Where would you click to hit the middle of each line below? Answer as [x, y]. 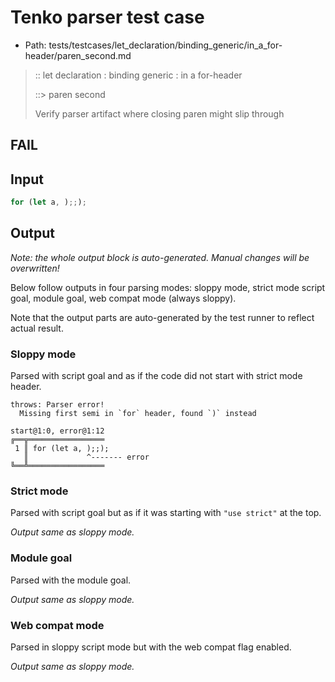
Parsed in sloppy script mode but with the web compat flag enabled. [151, 647]
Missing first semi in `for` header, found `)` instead [138, 414]
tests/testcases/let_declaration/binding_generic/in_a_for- [165, 45]
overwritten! [35, 268]
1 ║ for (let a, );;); [62, 449]
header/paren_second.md [78, 55]
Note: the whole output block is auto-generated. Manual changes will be [160, 257]
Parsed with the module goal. [71, 580]
